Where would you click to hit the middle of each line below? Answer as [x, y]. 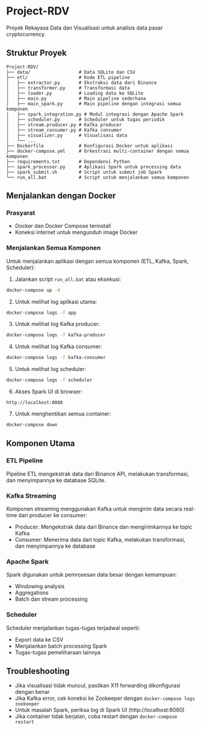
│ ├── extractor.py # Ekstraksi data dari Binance [82, 82]
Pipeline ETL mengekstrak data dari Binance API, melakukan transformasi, [98, 474]
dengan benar [32, 692]
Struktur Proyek [37, 53]
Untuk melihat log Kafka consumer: [58, 346]
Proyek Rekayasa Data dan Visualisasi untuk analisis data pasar [85, 28]
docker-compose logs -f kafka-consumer [56, 358]
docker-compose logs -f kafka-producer [56, 335]
